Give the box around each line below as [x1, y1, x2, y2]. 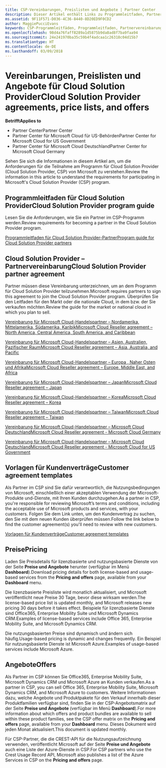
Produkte [5, 495, 24, 501]
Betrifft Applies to [5, 118, 41, 124]
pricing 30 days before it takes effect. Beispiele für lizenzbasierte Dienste [5, 605, 155, 611]
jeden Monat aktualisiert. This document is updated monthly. [5, 726, 127, 732]
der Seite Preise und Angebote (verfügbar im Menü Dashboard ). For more [5, 705, 156, 711]
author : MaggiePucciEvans [5, 21, 58, 26]
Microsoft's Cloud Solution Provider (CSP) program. [5, 179, 111, 185]
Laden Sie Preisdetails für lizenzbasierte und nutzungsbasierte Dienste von [5, 558, 158, 564]
